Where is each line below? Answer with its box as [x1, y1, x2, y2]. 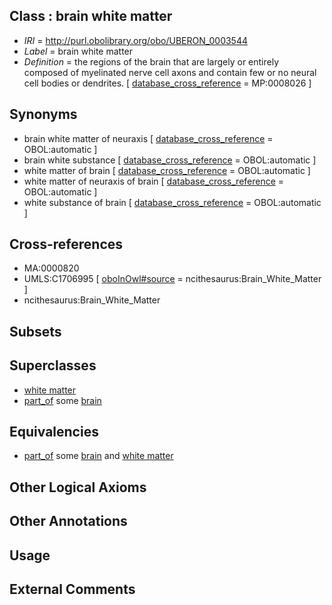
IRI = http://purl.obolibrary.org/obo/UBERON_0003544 [23, 34, 248, 46]
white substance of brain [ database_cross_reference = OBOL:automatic [23, 196, 322, 208]
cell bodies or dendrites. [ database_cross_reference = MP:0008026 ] [23, 77, 312, 89]
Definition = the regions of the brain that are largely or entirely [23, 55, 280, 68]
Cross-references [9, 236, 124, 253]
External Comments [9, 581, 136, 598]
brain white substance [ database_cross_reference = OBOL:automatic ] [23, 154, 317, 166]
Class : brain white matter [9, 8, 173, 25]
